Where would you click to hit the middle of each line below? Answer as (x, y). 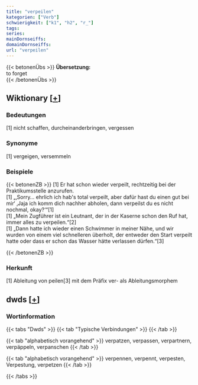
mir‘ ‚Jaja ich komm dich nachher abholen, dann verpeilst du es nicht (90, 203)
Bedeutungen (26, 115)
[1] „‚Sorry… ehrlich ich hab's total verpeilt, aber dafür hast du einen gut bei (98, 197)
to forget (17, 73)
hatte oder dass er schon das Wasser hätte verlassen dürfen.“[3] (85, 241)
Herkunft (19, 268)
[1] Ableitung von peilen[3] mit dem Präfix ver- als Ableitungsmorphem (92, 281)
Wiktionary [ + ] (33, 98)
